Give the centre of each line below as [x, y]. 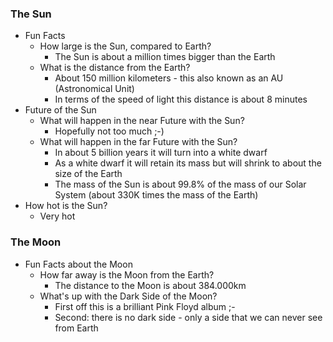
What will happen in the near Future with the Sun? [142, 121]
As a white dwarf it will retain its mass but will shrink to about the [188, 163]
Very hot [57, 216]
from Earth [76, 328]
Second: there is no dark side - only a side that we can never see [188, 317]
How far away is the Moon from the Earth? [127, 274]
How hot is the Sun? [66, 206]
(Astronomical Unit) [94, 89]
